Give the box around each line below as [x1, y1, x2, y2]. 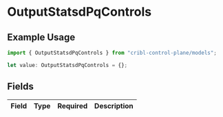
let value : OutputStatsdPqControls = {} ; [7, 62, 128, 68]
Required [57, 101, 88, 110]
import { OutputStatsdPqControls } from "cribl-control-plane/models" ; [7, 49, 217, 56]
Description [94, 101, 134, 110]
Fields [7, 81, 34, 92]
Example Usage [7, 31, 76, 43]
